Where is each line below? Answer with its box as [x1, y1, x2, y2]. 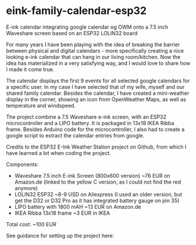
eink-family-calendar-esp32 [6, 4, 147, 18]
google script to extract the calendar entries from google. [6, 132, 145, 139]
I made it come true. [6, 65, 54, 73]
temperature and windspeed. [6, 102, 76, 109]
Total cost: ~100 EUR [6, 220, 57, 227]
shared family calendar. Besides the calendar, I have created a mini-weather [6, 89, 190, 96]
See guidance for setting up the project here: [6, 232, 115, 239]
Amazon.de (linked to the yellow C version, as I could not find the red [14, 178, 181, 185]
